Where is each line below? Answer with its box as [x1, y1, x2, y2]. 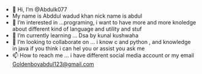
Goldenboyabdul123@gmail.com [12, 61, 94, 67]
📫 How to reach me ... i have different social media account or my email [12, 52, 195, 59]
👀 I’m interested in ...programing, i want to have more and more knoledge [12, 19, 196, 26]
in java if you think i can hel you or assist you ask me [12, 45, 145, 52]
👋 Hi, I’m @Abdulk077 [12, 6, 67, 13]
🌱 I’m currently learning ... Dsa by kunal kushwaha [12, 32, 139, 39]
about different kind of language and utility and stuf [12, 25, 142, 32]
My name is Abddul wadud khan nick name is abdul [12, 12, 143, 20]
